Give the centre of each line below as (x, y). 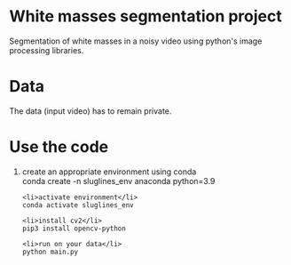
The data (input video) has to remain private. (90, 111)
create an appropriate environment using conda (109, 172)
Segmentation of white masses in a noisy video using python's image (136, 41)
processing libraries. (47, 50)
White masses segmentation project (145, 16)
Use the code (59, 147)
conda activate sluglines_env (78, 205)
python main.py (50, 252)
